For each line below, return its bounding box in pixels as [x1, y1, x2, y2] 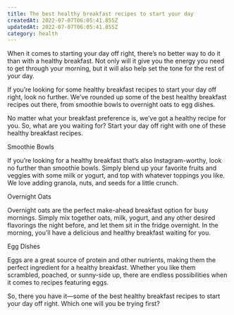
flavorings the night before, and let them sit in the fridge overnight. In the [7, 221, 218, 230]
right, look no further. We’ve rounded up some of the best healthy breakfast [7, 93, 227, 101]
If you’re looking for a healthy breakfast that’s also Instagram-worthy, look [7, 156, 222, 165]
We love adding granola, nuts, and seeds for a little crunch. [7, 179, 178, 187]
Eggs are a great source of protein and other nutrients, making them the [7, 256, 216, 264]
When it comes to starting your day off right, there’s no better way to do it [7, 49, 221, 58]
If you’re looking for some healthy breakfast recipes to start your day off [7, 85, 217, 94]
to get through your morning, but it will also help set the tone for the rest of [7, 64, 224, 73]
